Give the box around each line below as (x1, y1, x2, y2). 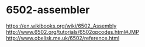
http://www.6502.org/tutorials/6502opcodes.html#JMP (6, 28, 139, 35)
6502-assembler (6, 3, 90, 17)
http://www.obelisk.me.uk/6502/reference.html (6, 34, 120, 41)
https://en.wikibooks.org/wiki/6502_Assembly (6, 22, 117, 29)
